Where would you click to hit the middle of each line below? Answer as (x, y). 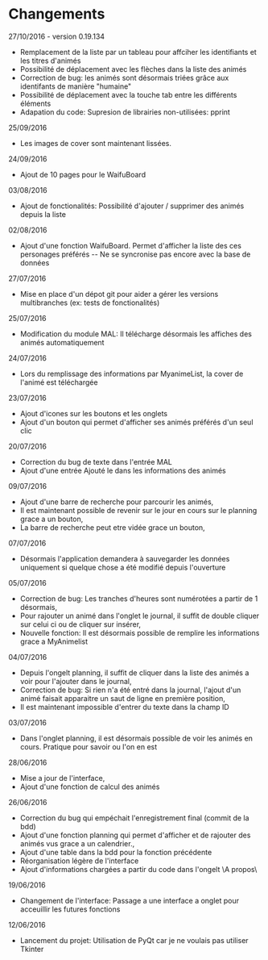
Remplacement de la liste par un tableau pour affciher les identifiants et (138, 52)
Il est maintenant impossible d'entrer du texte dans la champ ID (124, 707)
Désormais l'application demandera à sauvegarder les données (125, 558)
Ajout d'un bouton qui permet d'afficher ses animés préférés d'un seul (136, 422)
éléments (35, 103)
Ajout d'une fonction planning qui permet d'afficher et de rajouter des (135, 835)
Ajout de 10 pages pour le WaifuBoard (83, 174)
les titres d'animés (50, 61)
